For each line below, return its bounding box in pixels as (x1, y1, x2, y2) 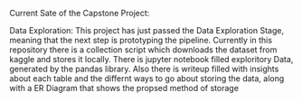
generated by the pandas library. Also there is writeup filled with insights (9, 63, 279, 74)
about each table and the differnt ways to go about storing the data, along (9, 73, 285, 84)
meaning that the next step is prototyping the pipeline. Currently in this (9, 35, 273, 45)
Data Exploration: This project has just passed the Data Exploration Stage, (9, 25, 285, 35)
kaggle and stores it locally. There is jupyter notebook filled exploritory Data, (9, 54, 294, 64)
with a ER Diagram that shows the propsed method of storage (9, 83, 240, 93)
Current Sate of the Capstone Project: (9, 8, 150, 18)
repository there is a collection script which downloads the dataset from (9, 44, 278, 55)
